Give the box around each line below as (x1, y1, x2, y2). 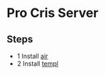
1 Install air (16, 52, 48, 60)
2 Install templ (16, 59, 58, 68)
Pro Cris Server (6, 5, 99, 21)
